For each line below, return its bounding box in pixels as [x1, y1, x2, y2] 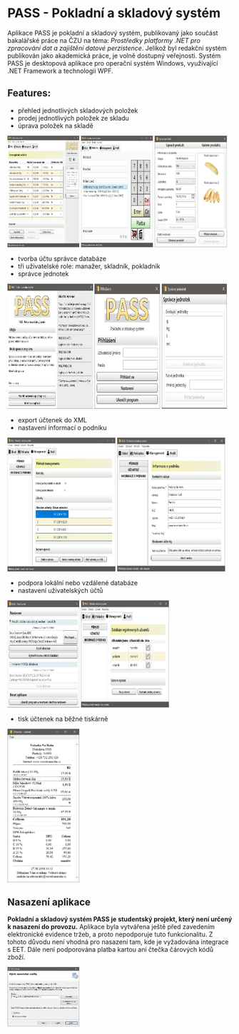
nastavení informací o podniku [17, 423, 107, 432]
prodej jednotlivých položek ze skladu [17, 113, 130, 122]
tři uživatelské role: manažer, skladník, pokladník [17, 262, 161, 270]
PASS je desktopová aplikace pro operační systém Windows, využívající [7, 59, 218, 67]
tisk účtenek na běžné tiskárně [17, 714, 108, 723]
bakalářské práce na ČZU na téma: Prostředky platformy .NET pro [7, 36, 201, 44]
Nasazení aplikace [7, 896, 91, 908]
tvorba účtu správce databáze [17, 254, 107, 263]
